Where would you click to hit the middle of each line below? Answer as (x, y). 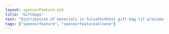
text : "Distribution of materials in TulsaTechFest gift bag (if (75, 19)
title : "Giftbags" (24, 14)
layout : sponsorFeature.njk (35, 10)
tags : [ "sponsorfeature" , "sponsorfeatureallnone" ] (60, 24)
